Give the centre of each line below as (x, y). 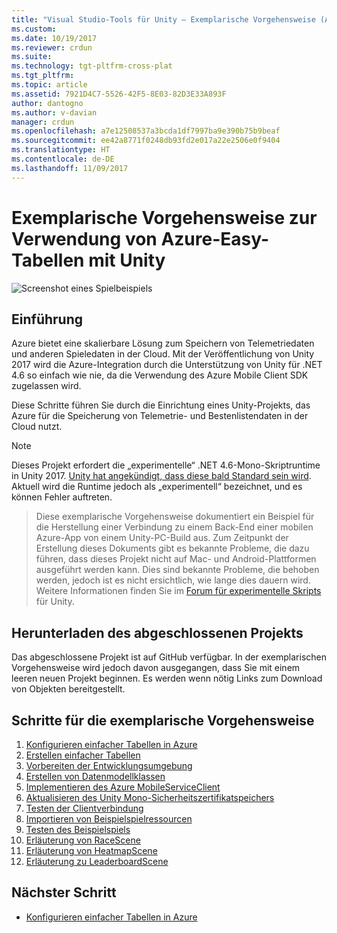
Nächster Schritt (64, 892)
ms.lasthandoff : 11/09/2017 (70, 168)
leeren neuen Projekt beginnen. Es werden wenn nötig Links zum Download (167, 678)
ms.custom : (34, 29)
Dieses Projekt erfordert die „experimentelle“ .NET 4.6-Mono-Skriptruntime (166, 465)
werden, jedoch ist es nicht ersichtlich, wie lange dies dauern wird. (173, 580)
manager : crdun (43, 122)
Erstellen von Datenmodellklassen (95, 776)
